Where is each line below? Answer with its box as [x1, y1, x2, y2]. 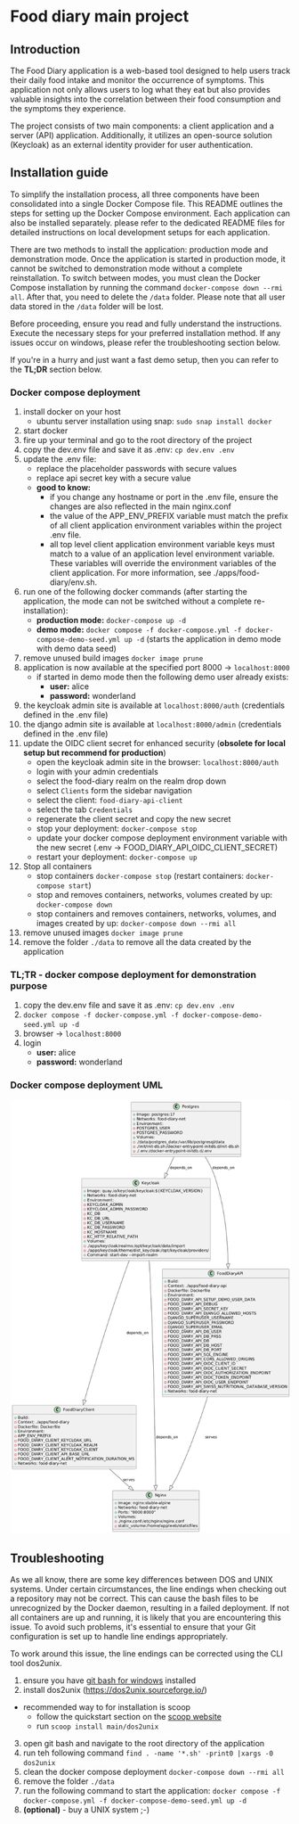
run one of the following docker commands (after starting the [22, 587, 247, 597]
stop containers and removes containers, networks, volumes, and [36, 908, 277, 919]
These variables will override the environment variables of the [49, 558, 277, 569]
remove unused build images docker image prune [22, 653, 204, 663]
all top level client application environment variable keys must [49, 539, 275, 550]
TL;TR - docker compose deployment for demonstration [10, 969, 257, 982]
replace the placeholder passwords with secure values [36, 464, 238, 474]
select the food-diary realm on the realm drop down [36, 776, 226, 786]
